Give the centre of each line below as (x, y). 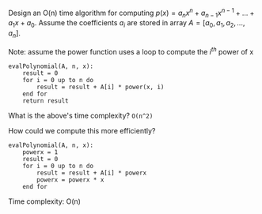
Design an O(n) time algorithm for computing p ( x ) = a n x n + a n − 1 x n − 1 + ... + (131, 13)
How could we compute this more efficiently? (82, 130)
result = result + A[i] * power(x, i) (101, 87)
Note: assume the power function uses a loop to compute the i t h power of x (131, 51)
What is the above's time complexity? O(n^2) (81, 115)
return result (46, 101)
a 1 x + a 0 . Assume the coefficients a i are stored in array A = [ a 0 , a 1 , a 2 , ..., (127, 24)
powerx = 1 (40, 152)
